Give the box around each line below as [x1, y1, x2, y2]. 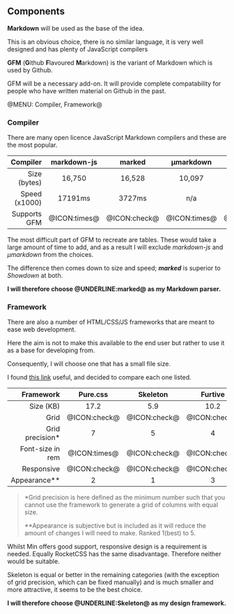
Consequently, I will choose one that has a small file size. [7, 360, 171, 368]
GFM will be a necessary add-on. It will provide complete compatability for [7, 79, 221, 88]
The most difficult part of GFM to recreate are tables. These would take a [7, 236, 217, 244]
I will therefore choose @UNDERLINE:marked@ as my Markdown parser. [7, 285, 221, 293]
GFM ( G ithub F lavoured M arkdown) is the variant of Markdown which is [7, 58, 213, 67]
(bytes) [18, 178, 42, 187]
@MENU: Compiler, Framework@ [7, 100, 102, 109]
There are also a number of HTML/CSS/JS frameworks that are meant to [7, 318, 214, 326]
